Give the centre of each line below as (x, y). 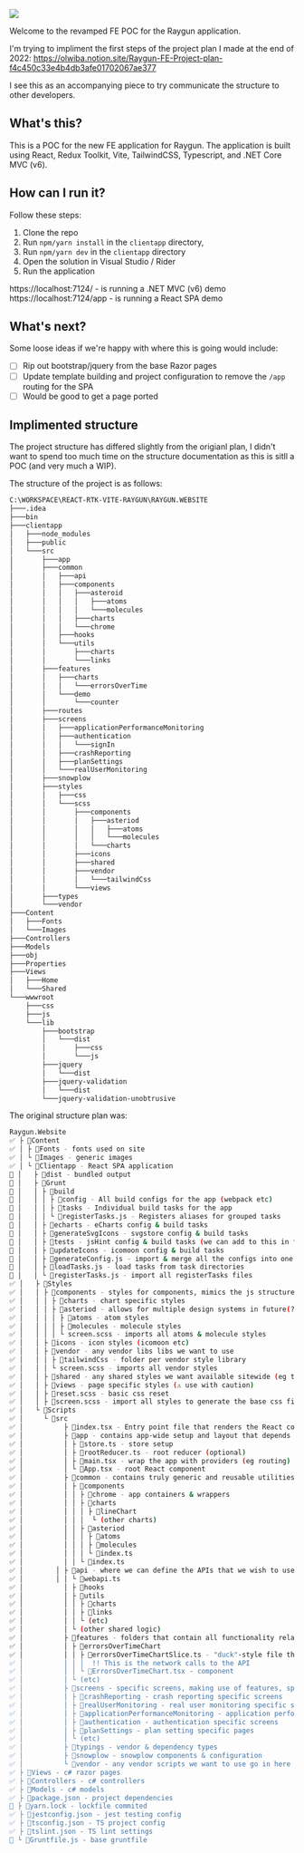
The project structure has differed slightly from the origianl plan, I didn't (142, 447)
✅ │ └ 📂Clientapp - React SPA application (91, 1166)
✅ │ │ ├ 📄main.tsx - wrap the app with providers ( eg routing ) (150, 1461)
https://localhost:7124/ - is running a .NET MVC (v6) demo (118, 288)
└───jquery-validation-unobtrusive (109, 1098)
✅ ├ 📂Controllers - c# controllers (77, 1781)
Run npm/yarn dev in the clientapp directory (104, 251)
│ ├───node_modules (50, 534)
